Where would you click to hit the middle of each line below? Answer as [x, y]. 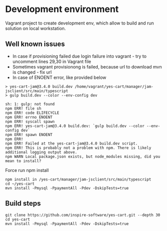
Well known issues [35, 44]
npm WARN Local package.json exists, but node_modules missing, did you [83, 156]
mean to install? [23, 161]
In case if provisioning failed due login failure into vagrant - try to [79, 56]
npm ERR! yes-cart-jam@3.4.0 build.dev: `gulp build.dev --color [75, 126]
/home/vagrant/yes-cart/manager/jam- [114, 86]
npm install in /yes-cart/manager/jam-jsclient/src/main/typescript [78, 179]
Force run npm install [27, 170]
